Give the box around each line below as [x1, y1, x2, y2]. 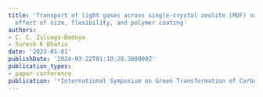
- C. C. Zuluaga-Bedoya [8, 33, 86, 41]
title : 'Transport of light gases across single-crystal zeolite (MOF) [8, 11, 247, 20]
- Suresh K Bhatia [8, 41, 68, 48]
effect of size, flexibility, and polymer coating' [15, 19, 188, 27]
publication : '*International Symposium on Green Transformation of [8, 77, 236, 84]
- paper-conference [8, 70, 72, 77]
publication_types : [8, 63, 72, 70]
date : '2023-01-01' [8, 48, 72, 56]
